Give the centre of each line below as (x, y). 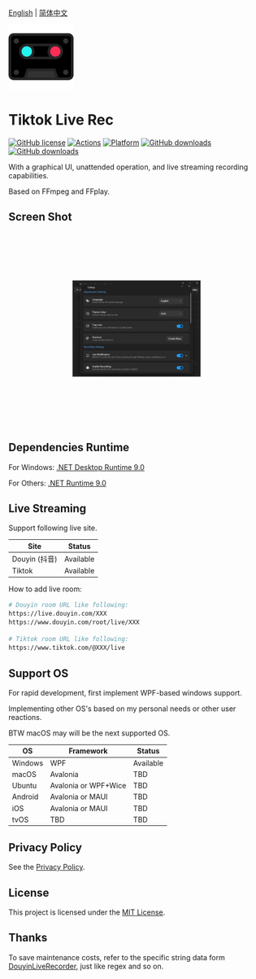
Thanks (28, 938)
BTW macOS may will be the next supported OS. (89, 733)
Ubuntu (24, 786)
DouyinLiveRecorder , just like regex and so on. (86, 966)
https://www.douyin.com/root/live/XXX (74, 622)
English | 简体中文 (38, 13)
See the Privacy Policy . (47, 867)
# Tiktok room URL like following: (69, 639)
